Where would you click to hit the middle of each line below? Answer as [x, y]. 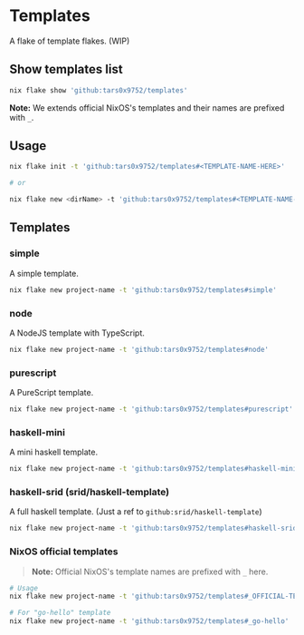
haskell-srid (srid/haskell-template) [90, 493]
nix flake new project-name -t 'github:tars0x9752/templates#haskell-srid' [155, 528]
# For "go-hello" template [60, 613]
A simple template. [44, 273]
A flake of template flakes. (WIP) [70, 41]
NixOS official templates [64, 552]
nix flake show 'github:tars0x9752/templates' [99, 90]
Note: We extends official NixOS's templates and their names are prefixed [147, 107]
